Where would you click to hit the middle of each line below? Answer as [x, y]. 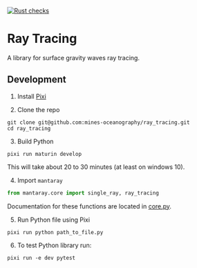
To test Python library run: [54, 245]
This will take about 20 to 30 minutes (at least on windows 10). [96, 167]
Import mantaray [40, 180]
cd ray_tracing [29, 128]
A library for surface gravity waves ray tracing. [74, 57]
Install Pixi [31, 96]
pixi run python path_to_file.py [55, 232]
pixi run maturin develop [44, 154]
